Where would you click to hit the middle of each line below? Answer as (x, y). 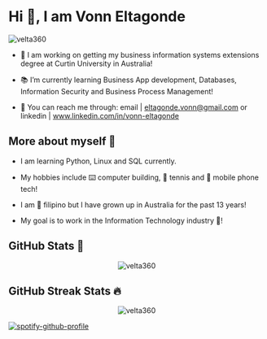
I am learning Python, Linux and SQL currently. (98, 161)
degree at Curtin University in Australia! (86, 63)
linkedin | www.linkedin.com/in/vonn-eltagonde (100, 115)
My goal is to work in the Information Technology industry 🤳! (121, 220)
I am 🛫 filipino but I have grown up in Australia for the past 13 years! (133, 204)
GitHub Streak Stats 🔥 (65, 291)
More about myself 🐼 (62, 141)
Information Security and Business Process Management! (117, 91)
